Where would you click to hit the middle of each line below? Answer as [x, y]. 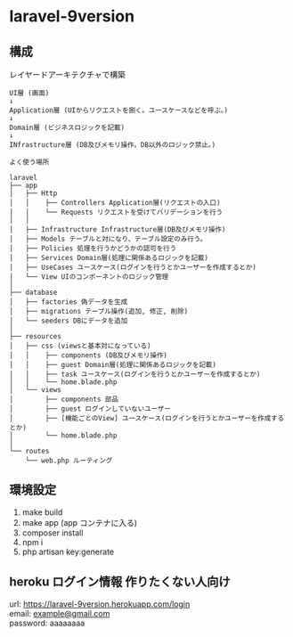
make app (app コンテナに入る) [80, 522]
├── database [33, 292]
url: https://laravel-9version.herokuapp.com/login [100, 604]
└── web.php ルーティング [69, 461]
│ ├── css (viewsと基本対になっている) [80, 346]
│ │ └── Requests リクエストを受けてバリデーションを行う [116, 212]
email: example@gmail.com [60, 613]
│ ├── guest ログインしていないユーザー [90, 409]
